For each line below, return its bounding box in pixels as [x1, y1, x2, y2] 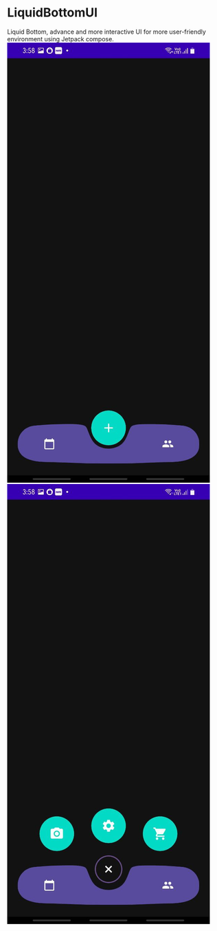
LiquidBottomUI [7, 5, 98, 21]
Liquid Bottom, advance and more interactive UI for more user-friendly [7, 28, 206, 36]
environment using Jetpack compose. [7, 34, 115, 43]
